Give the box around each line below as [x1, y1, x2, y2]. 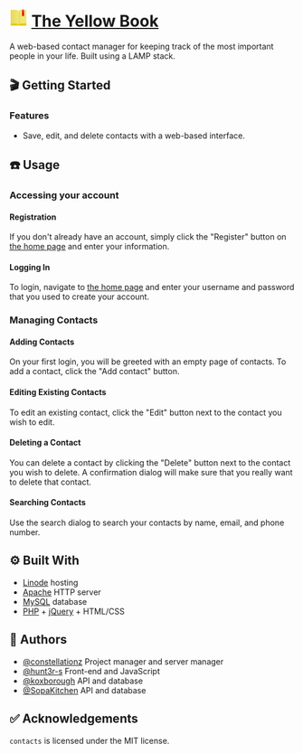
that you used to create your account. [9, 291, 150, 302]
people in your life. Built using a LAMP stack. [9, 50, 176, 61]
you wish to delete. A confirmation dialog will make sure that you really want [9, 466, 293, 477]
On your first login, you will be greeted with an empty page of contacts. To [9, 356, 287, 367]
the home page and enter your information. [9, 241, 170, 252]
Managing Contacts [9, 314, 99, 326]
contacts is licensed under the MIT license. [9, 735, 170, 746]
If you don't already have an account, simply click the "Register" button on [9, 231, 287, 242]
